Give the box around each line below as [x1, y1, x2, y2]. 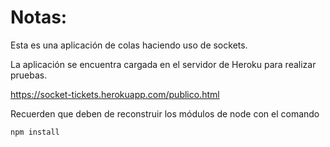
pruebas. [10, 69, 48, 81]
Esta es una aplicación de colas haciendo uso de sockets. [10, 39, 248, 51]
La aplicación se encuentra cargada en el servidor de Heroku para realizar [10, 58, 317, 70]
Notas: [10, 6, 68, 29]
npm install [10, 127, 60, 137]
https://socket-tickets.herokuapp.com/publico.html [10, 88, 220, 100]
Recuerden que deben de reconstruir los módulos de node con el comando [10, 107, 320, 120]
